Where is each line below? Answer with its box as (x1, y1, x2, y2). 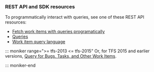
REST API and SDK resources (5, 3, 75, 10)
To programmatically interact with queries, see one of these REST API (5, 14, 145, 20)
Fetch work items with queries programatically (12, 29, 105, 35)
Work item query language (12, 39, 66, 45)
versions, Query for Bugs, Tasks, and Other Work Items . (5, 53, 117, 59)
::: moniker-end (5, 62, 36, 68)
